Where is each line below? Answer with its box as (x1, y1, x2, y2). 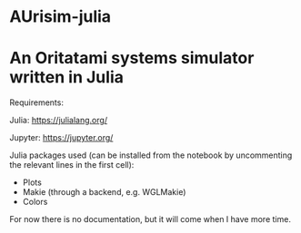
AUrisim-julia (9, 6, 112, 27)
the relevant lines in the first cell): (9, 160, 135, 170)
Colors (22, 197, 48, 208)
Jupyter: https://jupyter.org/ (9, 132, 114, 143)
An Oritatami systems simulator (9, 48, 255, 69)
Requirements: (9, 97, 64, 108)
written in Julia (9, 67, 125, 88)
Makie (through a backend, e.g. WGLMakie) (22, 187, 186, 198)
